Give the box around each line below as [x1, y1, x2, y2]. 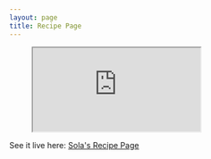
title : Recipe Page [9, 21, 82, 30]
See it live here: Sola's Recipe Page [9, 139, 139, 150]
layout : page [9, 13, 58, 22]
